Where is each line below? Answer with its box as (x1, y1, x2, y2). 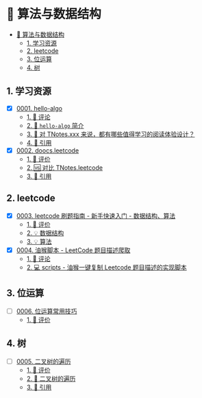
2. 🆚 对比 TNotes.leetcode (26, 163, 103, 172)
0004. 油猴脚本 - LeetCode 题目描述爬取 (16, 245, 131, 254)
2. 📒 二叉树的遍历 (26, 374, 76, 382)
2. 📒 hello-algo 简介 (26, 121, 84, 129)
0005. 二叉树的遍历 (16, 357, 71, 365)
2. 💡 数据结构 (26, 228, 64, 237)
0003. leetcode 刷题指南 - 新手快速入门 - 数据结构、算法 (16, 211, 176, 220)
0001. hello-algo (16, 104, 63, 112)
